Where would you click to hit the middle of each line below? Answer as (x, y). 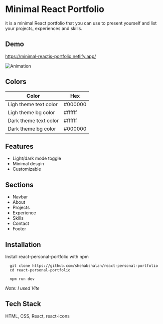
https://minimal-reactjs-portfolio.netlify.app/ (51, 56)
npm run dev (22, 279)
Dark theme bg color (32, 129)
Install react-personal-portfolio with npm (47, 257)
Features (19, 146)
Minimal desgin (28, 164)
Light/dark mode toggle (37, 158)
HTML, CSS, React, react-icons (38, 316)
